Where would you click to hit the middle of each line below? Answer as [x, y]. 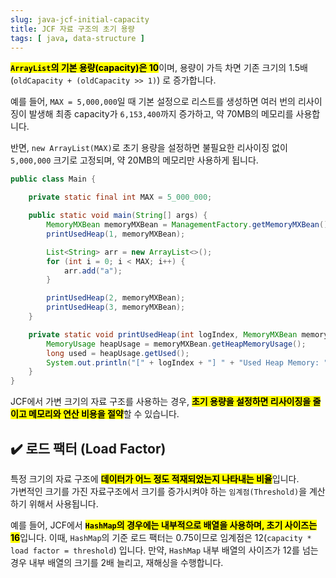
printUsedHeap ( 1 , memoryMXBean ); [116, 234]
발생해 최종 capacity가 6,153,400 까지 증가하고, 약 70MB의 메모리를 [161, 114]
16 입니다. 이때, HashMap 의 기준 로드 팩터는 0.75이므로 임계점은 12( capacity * [161, 537]
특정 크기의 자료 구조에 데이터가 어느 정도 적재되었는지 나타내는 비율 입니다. [155, 478]
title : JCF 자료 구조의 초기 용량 [72, 29]
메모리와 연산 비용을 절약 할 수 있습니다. [104, 414]
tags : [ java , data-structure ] [77, 38]
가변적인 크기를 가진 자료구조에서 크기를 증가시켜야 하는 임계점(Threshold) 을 [159, 491]
